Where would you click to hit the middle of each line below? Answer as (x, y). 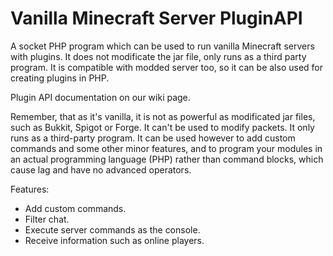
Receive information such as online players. (114, 240)
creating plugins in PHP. (60, 78)
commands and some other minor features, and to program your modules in (166, 148)
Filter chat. (47, 219)
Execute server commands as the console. (112, 229)
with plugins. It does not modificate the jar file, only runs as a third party (158, 56)
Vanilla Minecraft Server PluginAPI (156, 18)
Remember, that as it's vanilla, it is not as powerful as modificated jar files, (163, 116)
